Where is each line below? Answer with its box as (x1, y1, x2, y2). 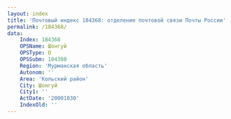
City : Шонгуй (20, 82, 58, 89)
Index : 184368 (20, 36, 61, 43)
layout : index (7, 10, 49, 17)
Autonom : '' (20, 69, 54, 76)
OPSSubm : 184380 (20, 56, 68, 63)
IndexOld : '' (20, 101, 58, 108)
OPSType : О (20, 50, 52, 57)
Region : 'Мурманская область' (20, 62, 108, 69)
